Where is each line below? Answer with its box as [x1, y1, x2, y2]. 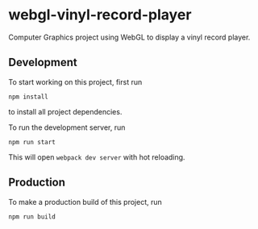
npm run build [8, 212, 56, 221]
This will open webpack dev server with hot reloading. [8, 152, 185, 162]
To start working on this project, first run [8, 77, 143, 86]
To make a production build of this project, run [8, 197, 163, 206]
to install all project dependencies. [8, 106, 123, 116]
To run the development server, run [8, 123, 126, 132]
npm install [8, 93, 48, 101]
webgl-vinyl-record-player [8, 6, 192, 24]
